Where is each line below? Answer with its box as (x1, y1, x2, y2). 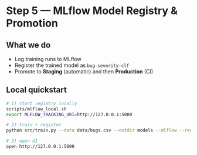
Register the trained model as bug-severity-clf (14, 62, 130, 69)
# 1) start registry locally (6, 100, 77, 106)
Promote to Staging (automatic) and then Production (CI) (14, 68, 154, 75)
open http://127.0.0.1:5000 (6, 144, 75, 150)
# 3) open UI (6, 138, 38, 144)
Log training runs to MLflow (14, 56, 81, 62)
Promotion (6, 16, 59, 30)
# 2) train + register (6, 122, 62, 128)
